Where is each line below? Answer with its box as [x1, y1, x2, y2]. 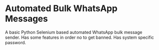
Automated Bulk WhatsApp [5, 3, 118, 14]
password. [5, 39, 26, 45]
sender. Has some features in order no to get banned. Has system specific [5, 34, 154, 40]
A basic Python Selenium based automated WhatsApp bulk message [5, 29, 142, 35]
